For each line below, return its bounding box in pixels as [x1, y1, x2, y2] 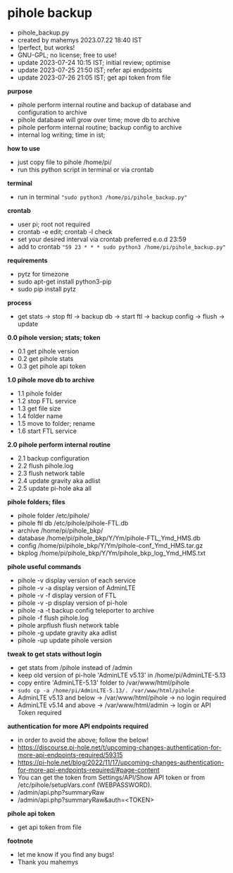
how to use [7, 144, 41, 152]
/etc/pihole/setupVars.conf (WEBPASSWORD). [17, 781, 153, 789]
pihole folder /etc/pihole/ [17, 511, 90, 520]
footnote [7, 836, 34, 845]
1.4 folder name [17, 411, 63, 420]
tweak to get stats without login [7, 649, 102, 658]
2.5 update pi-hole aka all [17, 484, 92, 492]
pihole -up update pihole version [17, 636, 113, 645]
